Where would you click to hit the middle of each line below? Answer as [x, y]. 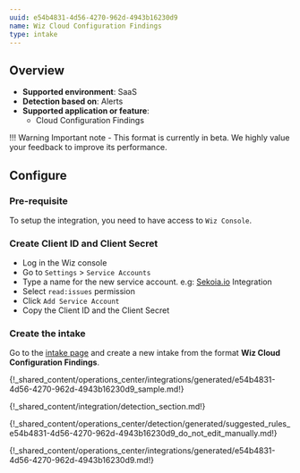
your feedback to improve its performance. [88, 148]
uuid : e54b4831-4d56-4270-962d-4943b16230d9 [94, 17]
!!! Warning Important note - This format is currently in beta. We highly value [150, 138]
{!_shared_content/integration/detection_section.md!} [107, 407]
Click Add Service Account [71, 301]
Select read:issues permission [79, 291]
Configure [38, 175]
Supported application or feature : [86, 111]
